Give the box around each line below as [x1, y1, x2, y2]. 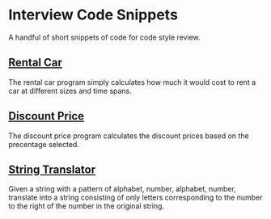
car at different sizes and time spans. [8, 86, 132, 95]
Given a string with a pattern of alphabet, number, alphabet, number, [8, 184, 236, 194]
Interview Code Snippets [8, 6, 178, 24]
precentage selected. [8, 139, 79, 149]
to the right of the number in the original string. [8, 201, 164, 211]
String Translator [8, 162, 96, 176]
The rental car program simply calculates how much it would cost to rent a [8, 77, 256, 86]
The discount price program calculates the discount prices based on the [8, 131, 249, 141]
